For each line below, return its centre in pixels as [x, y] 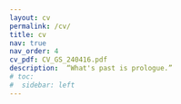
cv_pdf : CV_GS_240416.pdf [58, 60]
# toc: [22, 77]
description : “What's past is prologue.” [91, 69]
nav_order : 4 [34, 52]
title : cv [28, 34]
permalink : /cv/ [40, 26]
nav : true [28, 43]
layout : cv [30, 18]
